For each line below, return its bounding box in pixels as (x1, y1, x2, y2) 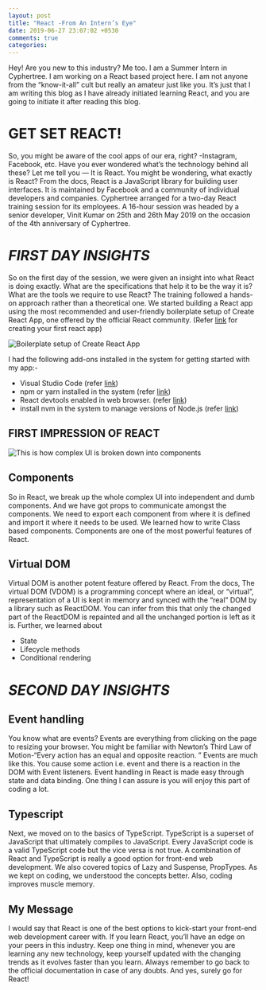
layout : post (8, 11, 52, 20)
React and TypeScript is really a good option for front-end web (8, 854, 214, 863)
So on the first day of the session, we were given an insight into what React (8, 273, 255, 283)
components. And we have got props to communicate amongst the (8, 501, 227, 510)
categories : (8, 41, 48, 49)
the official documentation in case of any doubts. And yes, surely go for (8, 966, 243, 976)
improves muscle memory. (8, 879, 95, 889)
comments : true (8, 33, 59, 42)
